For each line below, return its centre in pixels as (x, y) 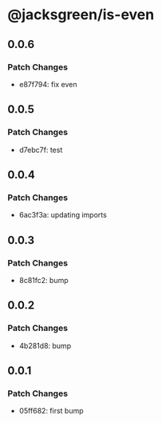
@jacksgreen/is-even (81, 15)
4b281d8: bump (45, 345)
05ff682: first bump (51, 411)
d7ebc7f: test (41, 150)
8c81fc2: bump (43, 280)
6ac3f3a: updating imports (63, 215)
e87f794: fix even (48, 84)
